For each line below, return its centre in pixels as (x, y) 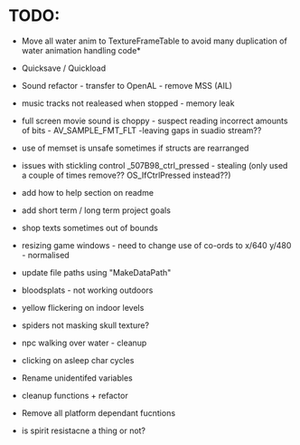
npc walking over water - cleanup (84, 343)
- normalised (45, 255)
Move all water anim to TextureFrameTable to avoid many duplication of (155, 41)
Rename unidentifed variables (77, 378)
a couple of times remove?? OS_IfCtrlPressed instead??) (126, 175)
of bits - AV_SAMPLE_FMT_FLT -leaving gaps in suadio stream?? (141, 130)
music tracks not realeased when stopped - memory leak (128, 103)
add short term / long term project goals (96, 210)
